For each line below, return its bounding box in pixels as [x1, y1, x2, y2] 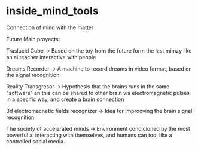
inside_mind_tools [6, 4, 99, 18]
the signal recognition [6, 71, 60, 78]
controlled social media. [6, 137, 65, 145]
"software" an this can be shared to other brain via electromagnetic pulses [6, 89, 190, 96]
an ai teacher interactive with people [6, 53, 96, 60]
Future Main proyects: [6, 35, 60, 42]
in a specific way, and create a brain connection [6, 96, 124, 103]
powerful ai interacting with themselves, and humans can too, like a [6, 131, 172, 139]
